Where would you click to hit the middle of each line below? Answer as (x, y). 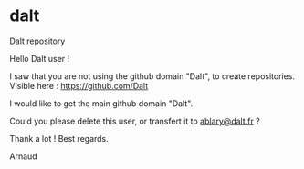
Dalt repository (37, 41)
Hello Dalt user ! (40, 58)
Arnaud (24, 156)
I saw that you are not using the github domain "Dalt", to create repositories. (152, 76)
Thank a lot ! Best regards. (59, 138)
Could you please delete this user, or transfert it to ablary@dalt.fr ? (135, 121)
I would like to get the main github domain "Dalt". (101, 103)
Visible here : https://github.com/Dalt (79, 85)
